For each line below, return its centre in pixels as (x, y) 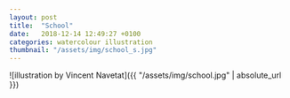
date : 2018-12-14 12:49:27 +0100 (75, 34)
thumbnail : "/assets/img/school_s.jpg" (83, 50)
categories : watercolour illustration (81, 42)
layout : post (33, 17)
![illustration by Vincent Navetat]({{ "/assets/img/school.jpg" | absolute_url (145, 75)
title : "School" (41, 26)
